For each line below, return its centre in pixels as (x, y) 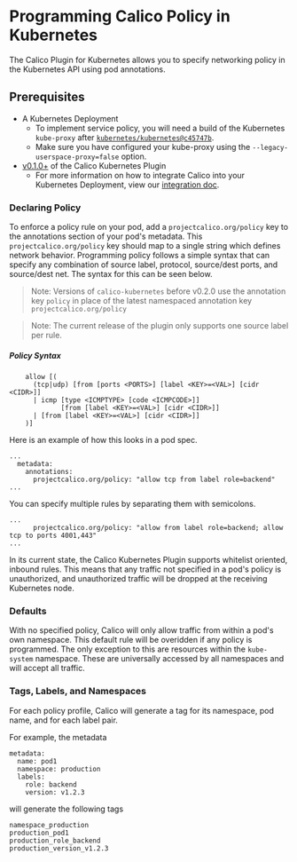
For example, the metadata (58, 737)
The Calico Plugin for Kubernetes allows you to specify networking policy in (147, 59)
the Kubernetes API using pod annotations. (87, 69)
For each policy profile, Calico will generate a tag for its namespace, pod (142, 710)
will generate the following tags (66, 809)
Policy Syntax (35, 355)
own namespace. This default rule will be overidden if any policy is (131, 640)
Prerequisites (47, 97)
